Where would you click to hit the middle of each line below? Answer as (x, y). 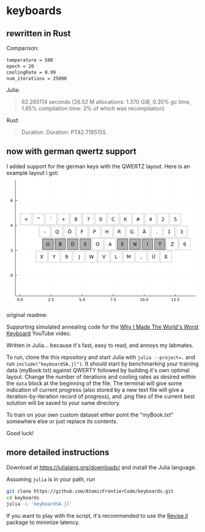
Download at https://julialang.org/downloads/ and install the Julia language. (102, 467)
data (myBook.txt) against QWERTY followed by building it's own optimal (98, 370)
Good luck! (20, 433)
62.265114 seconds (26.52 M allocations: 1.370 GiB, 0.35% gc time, (106, 102)
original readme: (27, 315)
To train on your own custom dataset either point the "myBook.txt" (90, 415)
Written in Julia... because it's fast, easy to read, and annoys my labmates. (100, 345)
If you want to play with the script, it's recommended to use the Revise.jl (97, 516)
